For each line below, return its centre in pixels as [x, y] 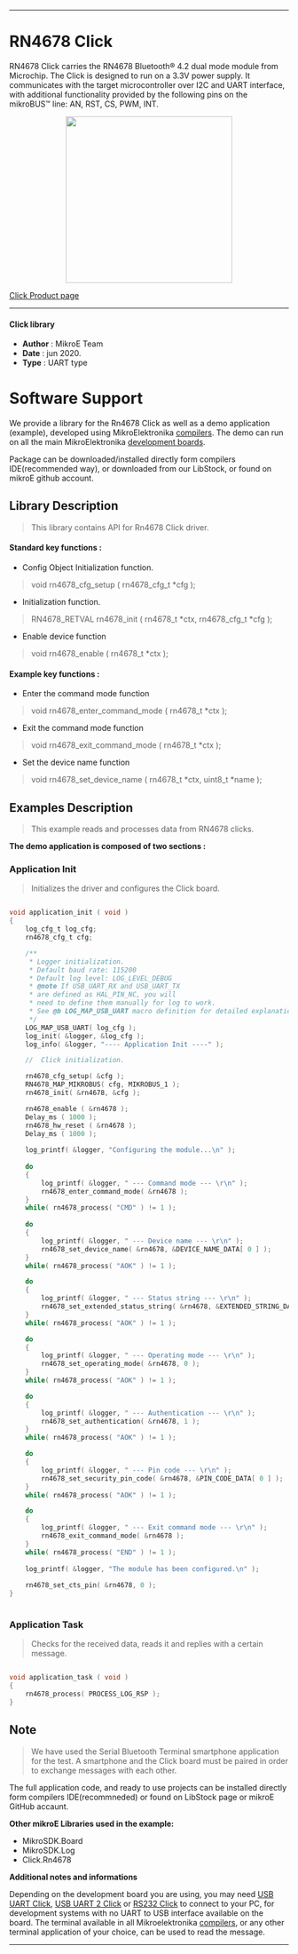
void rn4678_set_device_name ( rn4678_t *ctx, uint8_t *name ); [146, 780]
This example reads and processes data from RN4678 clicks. [142, 829]
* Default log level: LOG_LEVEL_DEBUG [101, 978]
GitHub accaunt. [39, 1806]
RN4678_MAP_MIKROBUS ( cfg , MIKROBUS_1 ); [102, 1084]
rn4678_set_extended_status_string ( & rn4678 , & [130, 1307]
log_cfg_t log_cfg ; [61, 929]
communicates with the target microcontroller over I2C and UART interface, [147, 84]
